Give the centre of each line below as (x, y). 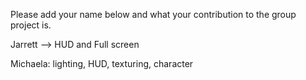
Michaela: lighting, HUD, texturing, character (102, 63)
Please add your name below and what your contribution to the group (153, 14)
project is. (31, 25)
